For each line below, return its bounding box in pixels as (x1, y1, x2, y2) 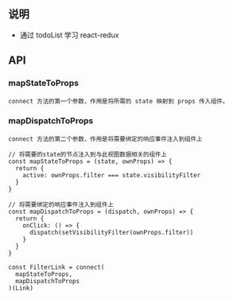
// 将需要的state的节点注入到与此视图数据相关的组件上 (8, 150, 167, 158)
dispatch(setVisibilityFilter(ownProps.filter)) (29, 228, 194, 236)
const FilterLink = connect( (8, 263, 105, 271)
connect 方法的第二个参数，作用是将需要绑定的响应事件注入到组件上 (8, 134, 203, 143)
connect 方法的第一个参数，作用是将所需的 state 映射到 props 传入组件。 (8, 97, 229, 105)
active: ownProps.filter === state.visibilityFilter (22, 171, 201, 179)
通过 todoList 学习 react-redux (19, 30, 119, 40)
